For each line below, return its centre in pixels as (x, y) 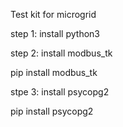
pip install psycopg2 (52, 111)
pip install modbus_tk (54, 72)
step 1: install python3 (55, 33)
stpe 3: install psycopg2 (60, 92)
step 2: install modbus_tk (61, 53)
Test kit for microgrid (53, 14)
